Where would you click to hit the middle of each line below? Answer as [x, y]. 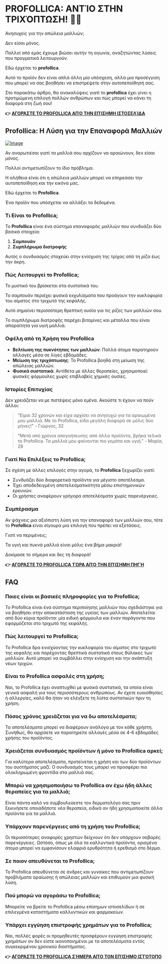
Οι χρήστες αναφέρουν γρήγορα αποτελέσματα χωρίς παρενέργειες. [86, 496]
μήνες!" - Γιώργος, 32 [41, 426]
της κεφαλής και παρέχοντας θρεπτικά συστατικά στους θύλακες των [79, 653]
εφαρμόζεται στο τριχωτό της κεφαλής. [47, 624]
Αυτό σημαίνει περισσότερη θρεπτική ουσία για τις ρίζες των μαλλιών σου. [84, 311]
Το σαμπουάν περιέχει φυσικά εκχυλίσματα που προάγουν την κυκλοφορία [84, 295]
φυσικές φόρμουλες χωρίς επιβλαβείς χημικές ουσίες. [69, 376]
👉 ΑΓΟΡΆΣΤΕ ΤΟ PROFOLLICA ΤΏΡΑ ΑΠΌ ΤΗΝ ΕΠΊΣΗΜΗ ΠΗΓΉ [75, 564]
